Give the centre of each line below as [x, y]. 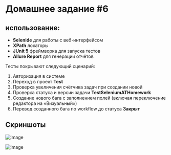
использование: [33, 28]
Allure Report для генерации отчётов [53, 56]
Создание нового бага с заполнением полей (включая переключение [89, 98]
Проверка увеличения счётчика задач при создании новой [78, 87]
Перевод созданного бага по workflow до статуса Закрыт [76, 109]
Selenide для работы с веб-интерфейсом [58, 40]
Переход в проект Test [38, 82]
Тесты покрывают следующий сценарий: [50, 66]
